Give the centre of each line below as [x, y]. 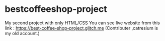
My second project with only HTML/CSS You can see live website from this [82, 23]
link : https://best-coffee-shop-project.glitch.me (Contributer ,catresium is [81, 28]
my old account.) [22, 33]
